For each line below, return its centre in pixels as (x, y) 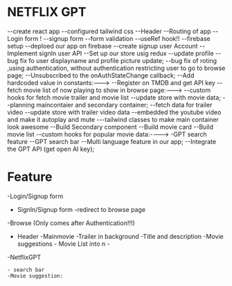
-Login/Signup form (35, 196)
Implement (23, 53)
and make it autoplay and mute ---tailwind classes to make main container (113, 119)
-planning (21, 105)
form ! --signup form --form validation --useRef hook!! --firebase (117, 38)
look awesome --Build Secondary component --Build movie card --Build (110, 127)
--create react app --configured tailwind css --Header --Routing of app (109, 31)
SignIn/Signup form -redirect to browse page (81, 209)
